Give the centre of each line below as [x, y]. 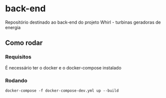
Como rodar [24, 43]
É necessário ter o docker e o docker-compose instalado [63, 67]
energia [13, 27]
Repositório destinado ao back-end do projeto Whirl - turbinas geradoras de [83, 22]
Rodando [16, 80]
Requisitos [18, 57]
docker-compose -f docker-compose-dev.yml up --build [62, 91]
